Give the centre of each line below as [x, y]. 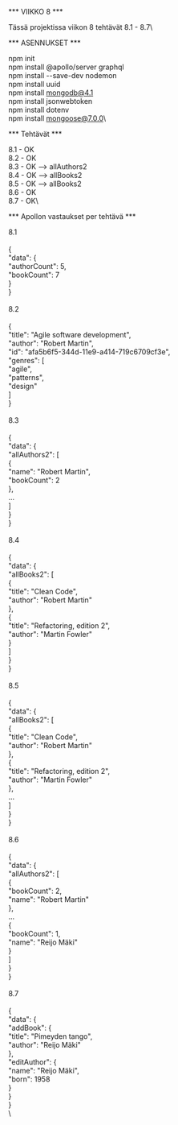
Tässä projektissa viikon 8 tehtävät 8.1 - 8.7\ [81, 27]
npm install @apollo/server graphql [66, 67]
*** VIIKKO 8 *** [36, 12]
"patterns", [26, 377]
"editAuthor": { [32, 1062]
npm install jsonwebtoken [51, 101]
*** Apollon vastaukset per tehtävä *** [72, 216]
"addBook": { [30, 1028]
